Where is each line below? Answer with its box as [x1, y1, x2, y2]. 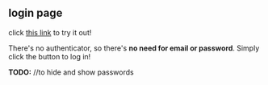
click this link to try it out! [8, 27, 92, 37]
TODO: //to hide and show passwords [8, 67, 135, 77]
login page [8, 6, 63, 20]
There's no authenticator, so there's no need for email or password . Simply [8, 43, 260, 53]
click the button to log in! [8, 51, 91, 61]
